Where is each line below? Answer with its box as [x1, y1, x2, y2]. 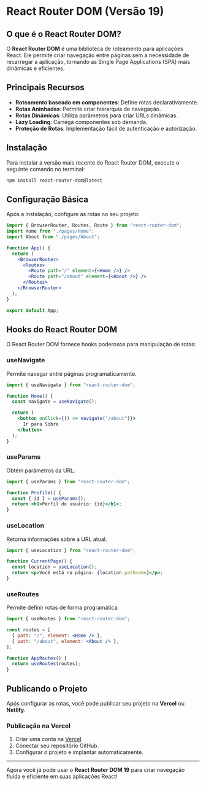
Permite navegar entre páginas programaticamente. [6, 370, 137, 377]
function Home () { [6, 393, 53, 399]
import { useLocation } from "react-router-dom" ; [6, 547, 136, 553]
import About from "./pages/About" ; [6, 234, 100, 240]
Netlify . [6, 706, 26, 714]
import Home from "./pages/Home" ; [6, 228, 95, 235]
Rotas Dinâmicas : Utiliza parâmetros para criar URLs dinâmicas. [15, 112, 178, 119]
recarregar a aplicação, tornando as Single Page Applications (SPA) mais [6, 58, 191, 65]
